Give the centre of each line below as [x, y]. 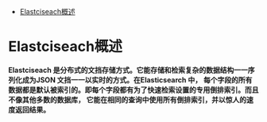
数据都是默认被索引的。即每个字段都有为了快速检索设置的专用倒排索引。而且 [133, 90]
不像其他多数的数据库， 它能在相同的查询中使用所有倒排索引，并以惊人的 [128, 99]
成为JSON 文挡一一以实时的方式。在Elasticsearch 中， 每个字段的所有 [137, 80]
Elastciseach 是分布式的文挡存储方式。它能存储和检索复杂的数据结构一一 [128, 70]
